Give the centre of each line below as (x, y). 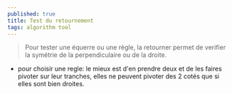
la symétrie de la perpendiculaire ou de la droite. (96, 55)
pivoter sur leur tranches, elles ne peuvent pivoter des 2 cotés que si (118, 76)
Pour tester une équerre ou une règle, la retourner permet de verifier (125, 48)
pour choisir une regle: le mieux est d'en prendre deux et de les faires (120, 69)
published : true (31, 14)
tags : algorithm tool (39, 27)
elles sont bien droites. (51, 84)
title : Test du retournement (51, 21)
